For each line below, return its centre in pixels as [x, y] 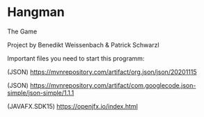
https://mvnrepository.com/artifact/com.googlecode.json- [113, 85]
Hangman [36, 12]
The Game [22, 31]
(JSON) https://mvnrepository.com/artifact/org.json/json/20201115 [102, 72]
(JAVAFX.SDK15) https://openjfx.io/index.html [72, 106]
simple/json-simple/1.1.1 [41, 93]
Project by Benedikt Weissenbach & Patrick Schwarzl [83, 45]
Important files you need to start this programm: [76, 58]
